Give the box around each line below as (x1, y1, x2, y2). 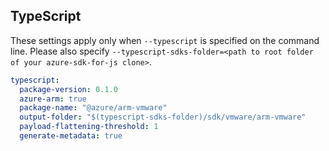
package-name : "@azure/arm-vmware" (19, 103, 168, 113)
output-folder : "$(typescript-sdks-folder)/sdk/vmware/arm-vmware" (19, 112, 307, 123)
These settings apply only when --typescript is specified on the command (10, 34, 320, 46)
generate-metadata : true (19, 131, 123, 141)
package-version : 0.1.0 (19, 84, 118, 94)
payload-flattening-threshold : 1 (19, 122, 159, 132)
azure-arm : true (19, 94, 87, 104)
